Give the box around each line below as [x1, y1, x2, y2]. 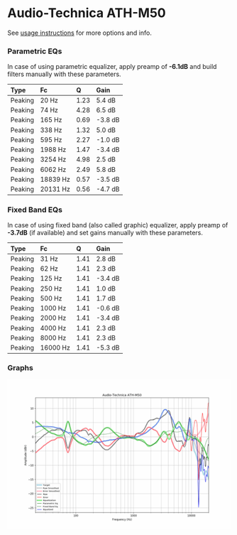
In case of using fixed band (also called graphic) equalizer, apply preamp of [7, 221, 228, 229]
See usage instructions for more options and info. [7, 28, 153, 37]
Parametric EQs [7, 46, 62, 56]
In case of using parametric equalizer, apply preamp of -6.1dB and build [7, 63, 217, 71]
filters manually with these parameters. [7, 70, 122, 79]
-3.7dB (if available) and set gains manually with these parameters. [7, 229, 204, 237]
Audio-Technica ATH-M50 [7, 5, 166, 21]
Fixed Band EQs [7, 205, 62, 215]
